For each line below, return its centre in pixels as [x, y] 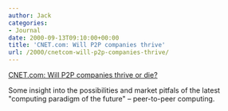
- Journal [25, 30]
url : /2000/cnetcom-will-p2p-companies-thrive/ [89, 52]
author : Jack [30, 15]
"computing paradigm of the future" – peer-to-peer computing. [112, 99]
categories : [28, 23]
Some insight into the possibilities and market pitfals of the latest [114, 90]
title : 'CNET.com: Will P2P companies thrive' [87, 45]
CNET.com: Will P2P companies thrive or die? [83, 75]
